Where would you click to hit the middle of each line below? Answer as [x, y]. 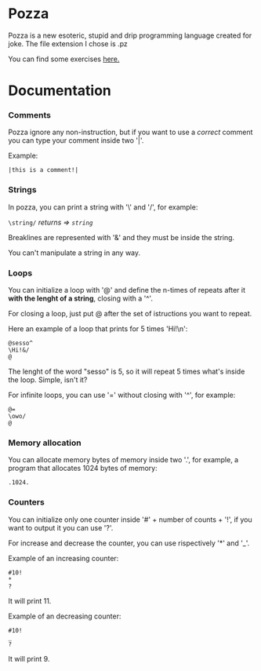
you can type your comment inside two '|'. [76, 140]
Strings [22, 190]
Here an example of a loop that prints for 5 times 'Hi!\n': [98, 329]
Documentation [60, 91]
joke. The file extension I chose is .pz [68, 43]
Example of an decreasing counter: [65, 616]
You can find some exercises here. [64, 59]
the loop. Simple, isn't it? [48, 380]
